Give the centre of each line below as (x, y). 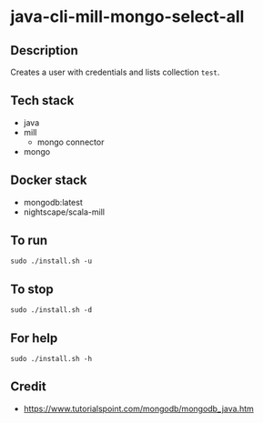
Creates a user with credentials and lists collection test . (115, 72)
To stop (32, 289)
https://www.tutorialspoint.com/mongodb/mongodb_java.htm (138, 408)
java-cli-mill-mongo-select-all (127, 17)
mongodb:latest (53, 202)
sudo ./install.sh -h (51, 359)
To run (29, 241)
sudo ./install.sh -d (51, 310)
